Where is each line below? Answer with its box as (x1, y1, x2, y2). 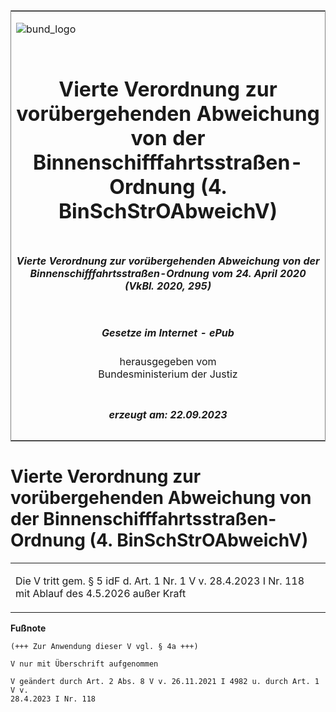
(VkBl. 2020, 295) (124, 279, 212, 293)
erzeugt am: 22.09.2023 (108, 407, 228, 421)
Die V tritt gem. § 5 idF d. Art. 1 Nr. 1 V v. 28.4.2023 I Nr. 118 (15, 574, 305, 588)
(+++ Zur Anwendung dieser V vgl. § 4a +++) (10, 641, 199, 651)
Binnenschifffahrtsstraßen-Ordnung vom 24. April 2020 (29, 266, 307, 280)
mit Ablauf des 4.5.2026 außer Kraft (15, 586, 187, 600)
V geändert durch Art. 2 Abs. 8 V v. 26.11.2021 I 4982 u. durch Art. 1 (10, 676, 320, 686)
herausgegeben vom (119, 355, 217, 369)
